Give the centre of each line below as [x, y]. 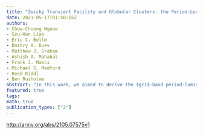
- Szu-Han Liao [25, 34]
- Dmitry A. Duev [28, 46]
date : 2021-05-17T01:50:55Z [42, 18]
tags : [13, 96]
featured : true [25, 91]
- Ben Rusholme [25, 79]
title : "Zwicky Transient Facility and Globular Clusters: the [88, 12]
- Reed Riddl [23, 74]
